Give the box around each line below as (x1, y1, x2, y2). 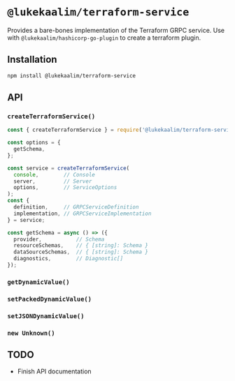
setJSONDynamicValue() (7, 312, 85, 320)
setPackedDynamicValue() (7, 295, 92, 303)
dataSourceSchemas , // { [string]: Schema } (13, 248, 149, 256)
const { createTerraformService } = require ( (7, 126, 142, 134)
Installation (7, 54, 57, 66)
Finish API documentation (17, 367, 92, 375)
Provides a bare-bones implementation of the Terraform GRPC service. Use (7, 26, 225, 34)
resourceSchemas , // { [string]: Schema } (13, 242, 149, 249)
